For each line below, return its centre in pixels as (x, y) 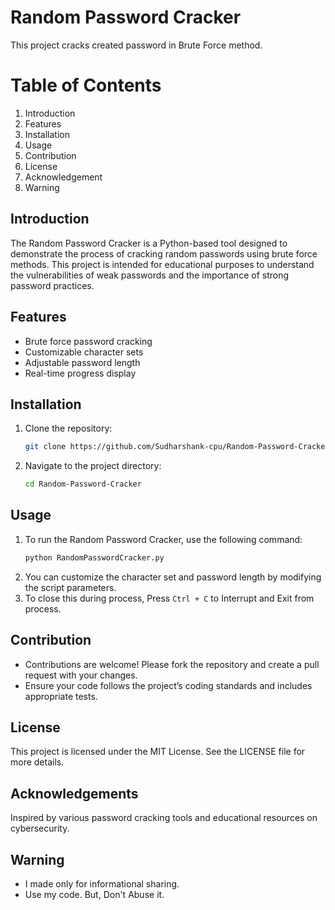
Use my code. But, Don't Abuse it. (94, 894)
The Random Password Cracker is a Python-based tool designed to (149, 243)
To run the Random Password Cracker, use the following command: (163, 539)
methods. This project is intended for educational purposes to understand (162, 264)
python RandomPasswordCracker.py (94, 557)
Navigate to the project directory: (93, 466)
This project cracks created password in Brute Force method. (136, 45)
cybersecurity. (40, 828)
